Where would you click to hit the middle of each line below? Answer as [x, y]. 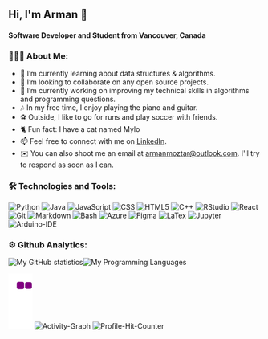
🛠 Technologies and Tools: [62, 186]
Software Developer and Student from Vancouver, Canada [107, 35]
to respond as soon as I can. [67, 165]
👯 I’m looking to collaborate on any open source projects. [114, 82]
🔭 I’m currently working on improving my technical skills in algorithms [134, 91]
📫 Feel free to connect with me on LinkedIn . [93, 141]
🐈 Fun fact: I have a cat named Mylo [80, 129]
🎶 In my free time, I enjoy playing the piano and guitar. [109, 108]
